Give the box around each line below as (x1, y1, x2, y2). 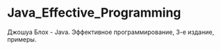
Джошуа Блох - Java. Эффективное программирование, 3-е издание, (7, 28, 214, 36)
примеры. (7, 35, 37, 43)
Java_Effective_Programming (7, 5, 181, 21)
